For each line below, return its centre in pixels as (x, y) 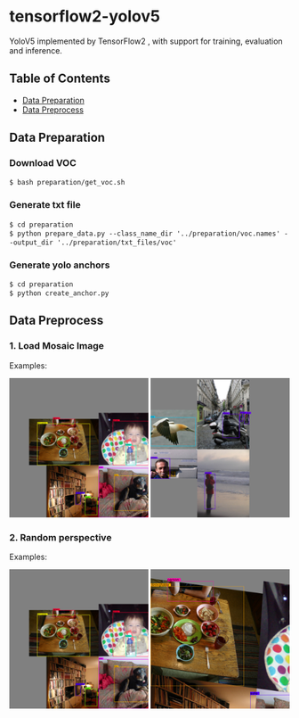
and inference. (36, 50)
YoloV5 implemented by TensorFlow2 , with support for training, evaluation (146, 41)
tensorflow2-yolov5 (85, 17)
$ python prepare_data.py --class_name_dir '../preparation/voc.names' (145, 234)
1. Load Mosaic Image (57, 346)
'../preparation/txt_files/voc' (117, 243)
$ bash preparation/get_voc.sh (67, 183)
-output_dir (31, 243)
